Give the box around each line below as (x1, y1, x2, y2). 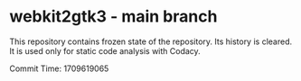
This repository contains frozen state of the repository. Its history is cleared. (9, 36, 292, 47)
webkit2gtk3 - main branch (9, 6, 218, 27)
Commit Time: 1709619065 (9, 63, 109, 74)
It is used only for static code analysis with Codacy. (9, 45, 201, 56)
